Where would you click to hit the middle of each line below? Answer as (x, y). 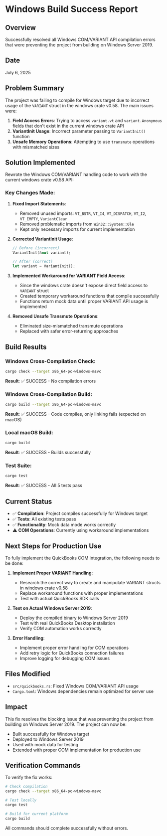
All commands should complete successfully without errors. (67, 828)
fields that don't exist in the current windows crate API (68, 126)
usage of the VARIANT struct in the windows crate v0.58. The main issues (79, 105)
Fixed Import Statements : (39, 203)
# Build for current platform (37, 814)
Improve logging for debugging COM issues (65, 658)
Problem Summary (35, 88)
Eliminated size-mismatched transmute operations (71, 326)
